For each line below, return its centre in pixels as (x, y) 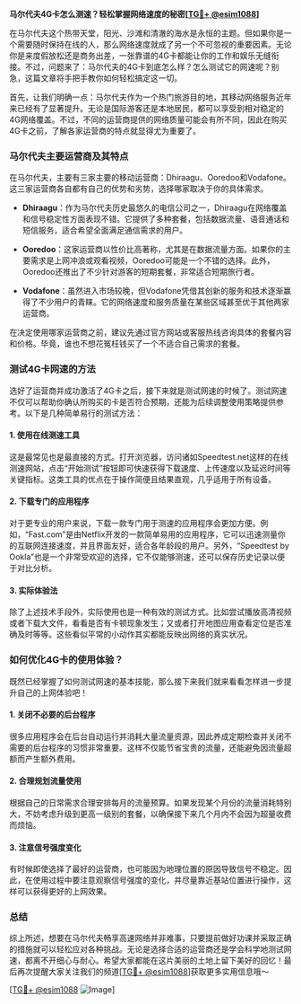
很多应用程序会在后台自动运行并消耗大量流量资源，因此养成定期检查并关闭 (146, 736)
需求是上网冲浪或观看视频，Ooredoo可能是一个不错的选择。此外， (152, 260)
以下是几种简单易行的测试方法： (84, 413)
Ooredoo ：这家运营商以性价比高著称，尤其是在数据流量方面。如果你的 (153, 250)
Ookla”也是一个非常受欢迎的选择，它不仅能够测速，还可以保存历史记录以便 (147, 557)
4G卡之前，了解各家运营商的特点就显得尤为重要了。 (105, 131)
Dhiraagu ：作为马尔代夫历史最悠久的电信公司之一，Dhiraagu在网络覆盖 (155, 208)
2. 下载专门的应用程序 (49, 501)
